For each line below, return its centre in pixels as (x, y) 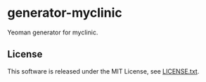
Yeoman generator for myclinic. (53, 32)
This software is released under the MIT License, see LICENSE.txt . (103, 71)
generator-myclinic (65, 13)
